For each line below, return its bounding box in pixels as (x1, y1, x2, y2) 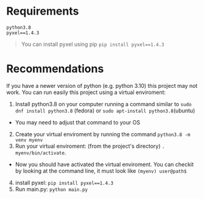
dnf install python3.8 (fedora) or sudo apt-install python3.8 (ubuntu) (15, 107, 195, 114)
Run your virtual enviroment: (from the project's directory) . (15, 142, 165, 150)
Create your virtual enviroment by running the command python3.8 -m (15, 130, 191, 138)
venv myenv (15, 137, 43, 143)
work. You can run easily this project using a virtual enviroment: (6, 89, 166, 96)
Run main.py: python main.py (15, 185, 88, 193)
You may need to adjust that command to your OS (15, 118, 141, 126)
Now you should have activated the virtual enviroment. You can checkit (15, 161, 194, 168)
